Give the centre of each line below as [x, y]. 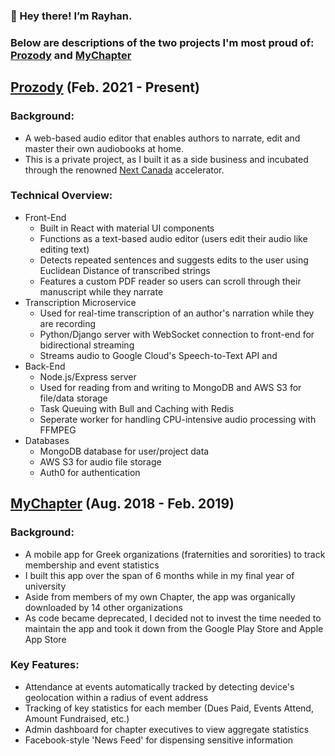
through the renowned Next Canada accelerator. [124, 170]
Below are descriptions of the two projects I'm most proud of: [162, 42]
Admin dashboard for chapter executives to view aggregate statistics [167, 729]
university [45, 586]
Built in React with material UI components [127, 228]
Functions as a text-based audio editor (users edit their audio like [173, 238]
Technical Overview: [61, 196]
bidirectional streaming [87, 345]
